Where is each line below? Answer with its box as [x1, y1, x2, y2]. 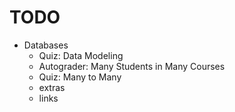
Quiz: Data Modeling [38, 49, 124, 61]
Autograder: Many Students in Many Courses [38, 60, 226, 72]
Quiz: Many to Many [38, 71, 122, 83]
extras [38, 81, 66, 93]
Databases [23, 39, 69, 51]
